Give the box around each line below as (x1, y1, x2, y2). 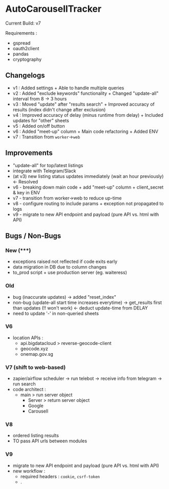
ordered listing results (12, 433, 59, 439)
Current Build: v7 (5, 20, 41, 26)
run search (12, 381, 36, 387)
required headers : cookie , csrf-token (20, 473, 100, 479)
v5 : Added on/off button (12, 123, 65, 129)
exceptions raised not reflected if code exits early (12, 258, 118, 264)
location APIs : (12, 334, 44, 341)
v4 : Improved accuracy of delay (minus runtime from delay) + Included (12, 112, 164, 118)
